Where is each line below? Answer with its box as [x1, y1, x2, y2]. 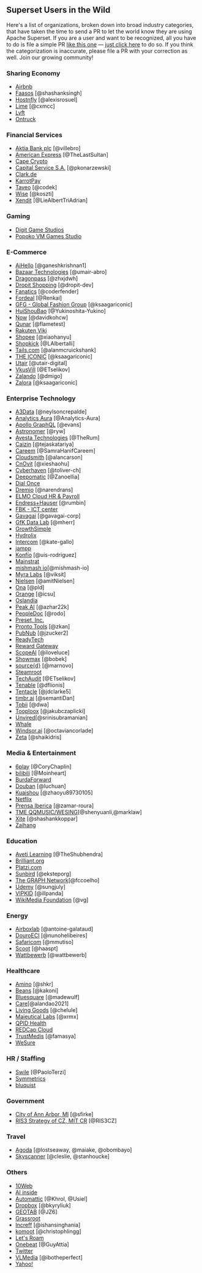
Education [6, 836, 38, 845]
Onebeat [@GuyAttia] [15, 1241, 69, 1248]
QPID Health [15, 1019, 47, 1027]
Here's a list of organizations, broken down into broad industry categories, [6, 21, 194, 28]
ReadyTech [15, 636, 44, 643]
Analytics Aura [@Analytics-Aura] [15, 415, 100, 422]
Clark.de [15, 171, 37, 178]
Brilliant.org [15, 857, 45, 864]
